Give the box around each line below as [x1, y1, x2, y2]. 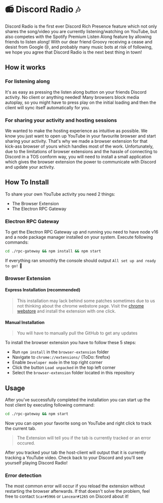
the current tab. [5, 425, 36, 431]
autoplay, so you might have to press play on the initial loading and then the [5, 99, 157, 105]
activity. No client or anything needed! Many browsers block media [5, 94, 140, 100]
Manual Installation [5, 319, 45, 325]
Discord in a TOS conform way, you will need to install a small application [5, 154, 152, 159]
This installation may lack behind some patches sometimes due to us [17, 298, 155, 304]
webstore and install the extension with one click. [17, 308, 116, 314]
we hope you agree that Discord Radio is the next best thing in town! [5, 49, 142, 55]
